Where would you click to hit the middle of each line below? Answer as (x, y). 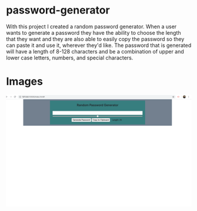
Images (24, 81)
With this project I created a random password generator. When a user (91, 26)
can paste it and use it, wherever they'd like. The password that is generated (99, 45)
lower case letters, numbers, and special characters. (70, 58)
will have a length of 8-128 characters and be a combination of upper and (95, 51)
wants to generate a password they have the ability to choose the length (94, 32)
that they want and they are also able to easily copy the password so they (95, 39)
